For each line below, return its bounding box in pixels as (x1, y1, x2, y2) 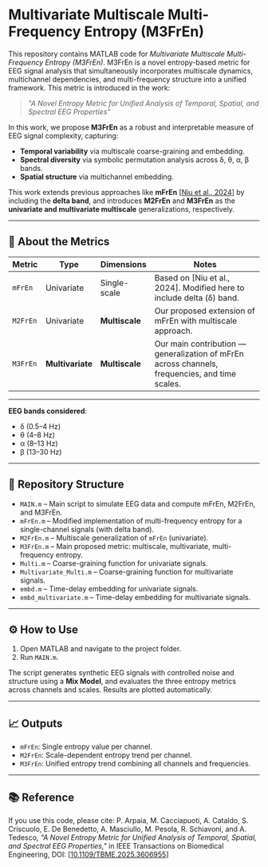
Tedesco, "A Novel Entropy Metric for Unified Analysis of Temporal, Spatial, (8, 833, 257, 842)
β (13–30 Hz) (19, 447, 62, 456)
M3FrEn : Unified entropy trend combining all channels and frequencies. (19, 759, 251, 769)
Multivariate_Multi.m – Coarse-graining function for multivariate (19, 567, 234, 576)
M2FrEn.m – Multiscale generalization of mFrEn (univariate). (19, 533, 209, 543)
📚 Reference (8, 790, 74, 804)
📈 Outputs (8, 717, 63, 730)
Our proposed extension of (154, 305, 255, 316)
